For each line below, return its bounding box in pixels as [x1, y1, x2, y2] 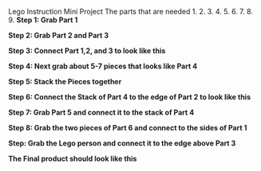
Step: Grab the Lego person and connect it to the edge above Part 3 [8, 138, 236, 148]
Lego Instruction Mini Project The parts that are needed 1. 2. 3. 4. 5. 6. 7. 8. [8, 7, 254, 16]
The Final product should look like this [8, 154, 137, 163]
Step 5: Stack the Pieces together [8, 77, 122, 86]
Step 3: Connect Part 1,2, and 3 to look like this [8, 46, 166, 55]
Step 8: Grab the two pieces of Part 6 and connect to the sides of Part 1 [8, 123, 247, 132]
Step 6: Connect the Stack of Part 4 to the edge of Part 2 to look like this [8, 92, 251, 102]
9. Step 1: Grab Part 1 [8, 15, 78, 25]
